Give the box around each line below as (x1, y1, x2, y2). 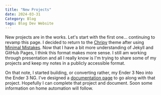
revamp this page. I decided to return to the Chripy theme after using (5, 40, 144, 46)
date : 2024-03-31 (5, 12, 41, 17)
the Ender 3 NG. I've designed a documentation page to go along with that (5, 75, 156, 81)
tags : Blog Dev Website (5, 21, 54, 26)
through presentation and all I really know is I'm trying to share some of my (5, 55, 157, 61)
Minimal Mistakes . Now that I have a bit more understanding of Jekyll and (5, 45, 154, 50)
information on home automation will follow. (5, 85, 93, 91)
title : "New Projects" (5, 7, 52, 12)
